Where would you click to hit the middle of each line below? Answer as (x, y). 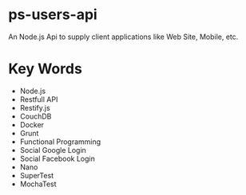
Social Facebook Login (58, 158)
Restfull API (39, 99)
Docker (32, 124)
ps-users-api (53, 15)
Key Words (45, 69)
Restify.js (35, 107)
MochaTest (38, 184)
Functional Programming (60, 142)
